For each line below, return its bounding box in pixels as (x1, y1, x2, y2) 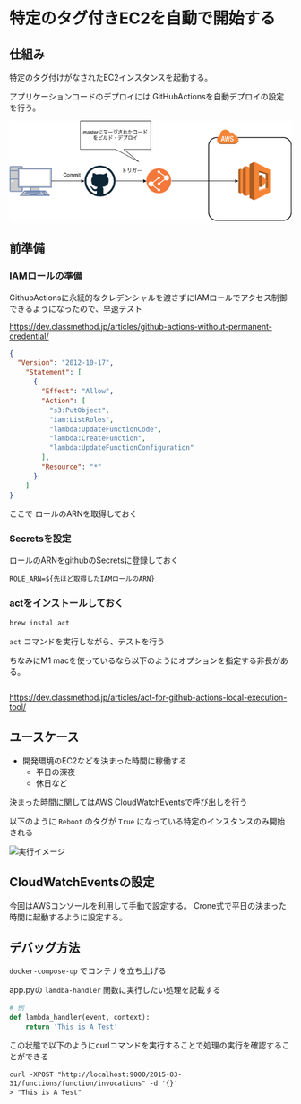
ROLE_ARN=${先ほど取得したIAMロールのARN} (9, 574, 155, 583)
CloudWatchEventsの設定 (9, 875, 155, 890)
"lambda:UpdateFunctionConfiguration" (48, 444, 194, 453)
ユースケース (9, 729, 79, 745)
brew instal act (9, 619, 70, 628)
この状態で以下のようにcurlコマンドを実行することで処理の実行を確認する (9, 1040, 282, 1051)
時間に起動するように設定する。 (9, 911, 127, 922)
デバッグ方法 (9, 940, 81, 955)
